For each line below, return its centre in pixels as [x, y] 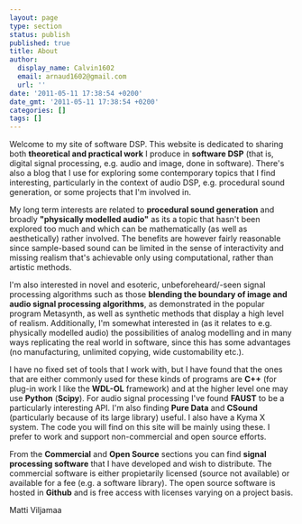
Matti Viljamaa [36, 510]
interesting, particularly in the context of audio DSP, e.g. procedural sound [147, 182]
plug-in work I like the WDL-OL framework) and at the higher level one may [149, 388]
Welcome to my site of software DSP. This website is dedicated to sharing [146, 145]
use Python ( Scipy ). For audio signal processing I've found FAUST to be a [147, 398]
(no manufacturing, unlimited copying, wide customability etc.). [127, 352]
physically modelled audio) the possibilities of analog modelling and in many [151, 333]
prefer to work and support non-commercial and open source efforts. [138, 437]
